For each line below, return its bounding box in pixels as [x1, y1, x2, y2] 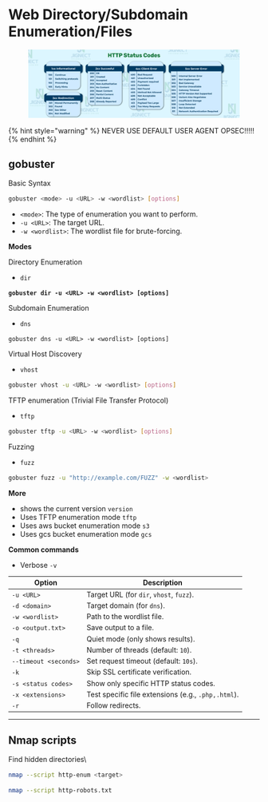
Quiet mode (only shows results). [86, 633, 195, 644]
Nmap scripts [8, 733, 77, 748]
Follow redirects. [86, 701, 141, 710]
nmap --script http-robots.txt [8, 787, 112, 795]
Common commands [8, 545, 79, 554]
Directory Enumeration [8, 257, 82, 267]
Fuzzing [8, 442, 34, 452]
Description [142, 578, 183, 588]
